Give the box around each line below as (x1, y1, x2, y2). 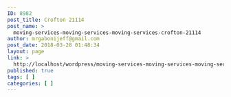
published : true (7, 67, 54, 74)
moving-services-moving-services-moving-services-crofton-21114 (13, 29, 201, 36)
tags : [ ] (7, 73, 36, 81)
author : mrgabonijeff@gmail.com (7, 36, 100, 42)
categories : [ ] (7, 80, 54, 87)
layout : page (7, 48, 45, 55)
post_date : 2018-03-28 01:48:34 (7, 42, 100, 48)
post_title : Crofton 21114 (7, 16, 85, 23)
